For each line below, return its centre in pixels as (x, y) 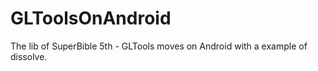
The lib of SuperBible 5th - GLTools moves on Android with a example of (159, 46)
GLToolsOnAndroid (91, 18)
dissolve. (29, 56)
